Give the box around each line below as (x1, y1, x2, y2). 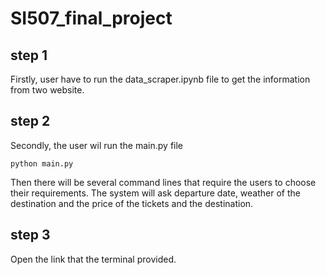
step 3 (10, 227, 51, 244)
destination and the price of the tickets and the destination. (10, 197, 254, 209)
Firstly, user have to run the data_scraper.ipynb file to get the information (10, 73, 311, 85)
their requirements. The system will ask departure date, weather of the (10, 187, 301, 199)
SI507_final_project (10, 7, 173, 30)
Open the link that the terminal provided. (10, 253, 177, 265)
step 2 (10, 113, 51, 130)
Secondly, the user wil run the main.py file (10, 139, 184, 151)
